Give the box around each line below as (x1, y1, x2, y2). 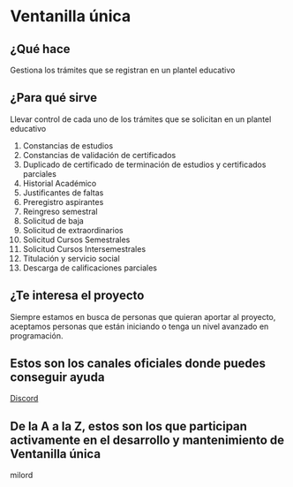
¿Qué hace (10, 42, 71, 57)
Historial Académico (22, 178, 97, 188)
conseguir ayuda (10, 369, 105, 385)
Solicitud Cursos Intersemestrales (22, 243, 146, 254)
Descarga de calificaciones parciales (22, 263, 158, 273)
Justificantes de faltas (22, 187, 104, 198)
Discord (10, 393, 39, 404)
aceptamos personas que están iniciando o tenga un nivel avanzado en (10, 321, 269, 331)
